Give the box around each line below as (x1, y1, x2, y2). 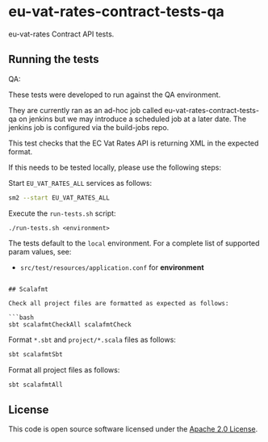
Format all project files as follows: (8, 364, 120, 374)
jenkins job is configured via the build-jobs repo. (8, 122, 170, 132)
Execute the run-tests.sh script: (8, 208, 116, 218)
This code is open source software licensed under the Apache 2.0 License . (8, 424, 258, 434)
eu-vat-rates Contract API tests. (8, 29, 115, 39)
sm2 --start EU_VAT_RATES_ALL (8, 193, 111, 202)
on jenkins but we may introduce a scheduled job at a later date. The (19, 114, 247, 124)
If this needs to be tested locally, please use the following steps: (8, 162, 222, 172)
